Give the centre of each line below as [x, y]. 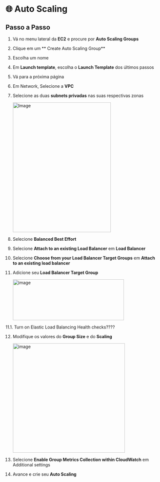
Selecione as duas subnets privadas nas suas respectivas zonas [78, 96]
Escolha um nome [31, 58]
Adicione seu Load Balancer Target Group [55, 272]
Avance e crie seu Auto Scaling [45, 474]
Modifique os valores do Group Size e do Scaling [62, 337]
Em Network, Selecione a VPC [43, 86]
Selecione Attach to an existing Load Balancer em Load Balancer [79, 249]
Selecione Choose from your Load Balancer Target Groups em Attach [84, 258]
